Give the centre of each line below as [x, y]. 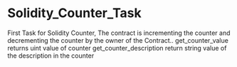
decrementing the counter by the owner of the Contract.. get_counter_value [118, 40]
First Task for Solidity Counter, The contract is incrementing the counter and [119, 33]
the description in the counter [51, 56]
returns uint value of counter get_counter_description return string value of [117, 48]
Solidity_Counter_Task [75, 13]
